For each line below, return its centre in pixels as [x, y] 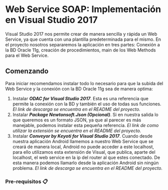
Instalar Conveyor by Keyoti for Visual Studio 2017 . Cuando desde [82, 136]
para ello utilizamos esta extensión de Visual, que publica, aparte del [84, 152]
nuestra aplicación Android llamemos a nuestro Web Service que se [83, 141]
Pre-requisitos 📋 [26, 181]
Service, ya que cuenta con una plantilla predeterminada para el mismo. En [83, 39]
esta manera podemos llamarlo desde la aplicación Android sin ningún [86, 163]
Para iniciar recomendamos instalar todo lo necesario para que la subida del [84, 83]
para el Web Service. [27, 55]
